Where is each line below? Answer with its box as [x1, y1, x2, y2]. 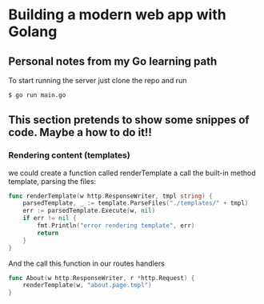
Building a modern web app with [8, 6, 226, 24]
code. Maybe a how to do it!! [8, 126, 152, 139]
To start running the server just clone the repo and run [8, 76, 187, 85]
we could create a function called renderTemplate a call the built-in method [8, 168, 256, 178]
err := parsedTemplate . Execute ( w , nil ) [22, 206, 156, 215]
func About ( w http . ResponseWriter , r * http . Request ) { [8, 274, 195, 282]
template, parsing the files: [8, 176, 97, 186]
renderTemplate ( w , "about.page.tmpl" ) [22, 282, 152, 290]
